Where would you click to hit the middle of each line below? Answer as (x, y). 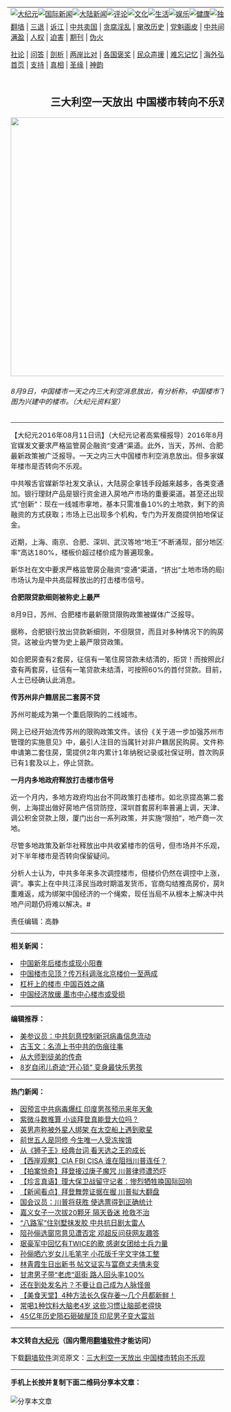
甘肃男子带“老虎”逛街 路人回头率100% (82, 1275)
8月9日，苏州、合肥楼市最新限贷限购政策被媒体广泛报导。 (104, 615)
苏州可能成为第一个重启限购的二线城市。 (76, 715)
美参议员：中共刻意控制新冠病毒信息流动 (86, 1036)
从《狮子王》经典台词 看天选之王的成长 (83, 1151)
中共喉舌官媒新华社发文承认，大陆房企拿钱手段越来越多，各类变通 (118, 484)
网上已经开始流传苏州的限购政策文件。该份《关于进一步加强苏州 (114, 732)
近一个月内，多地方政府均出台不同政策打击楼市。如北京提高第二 (114, 797)
